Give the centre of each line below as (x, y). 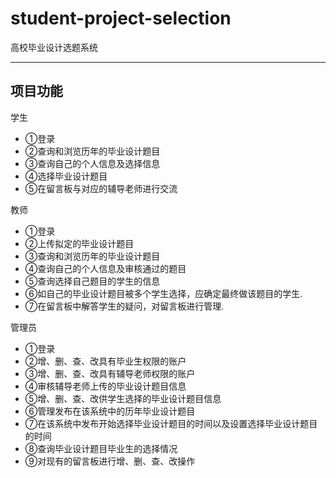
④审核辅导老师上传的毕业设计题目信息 (105, 386)
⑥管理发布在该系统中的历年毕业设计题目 (110, 411)
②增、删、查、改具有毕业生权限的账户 (105, 361)
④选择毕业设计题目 (66, 176)
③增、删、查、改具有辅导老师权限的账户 (110, 373)
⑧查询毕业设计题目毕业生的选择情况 (101, 448)
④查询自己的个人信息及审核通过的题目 (105, 268)
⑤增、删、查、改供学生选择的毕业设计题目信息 (123, 398)
